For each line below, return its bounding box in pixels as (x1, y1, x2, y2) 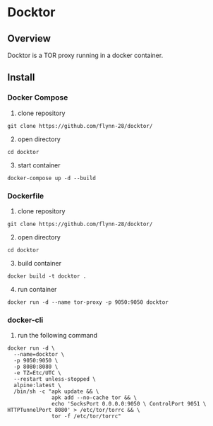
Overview (7, 32, 51, 45)
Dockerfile (7, 191, 44, 201)
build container (17, 259, 62, 267)
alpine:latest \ (13, 382, 61, 389)
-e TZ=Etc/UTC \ (13, 369, 61, 377)
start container (17, 160, 61, 170)
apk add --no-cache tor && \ (51, 394, 138, 401)
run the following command (17, 331, 97, 340)
